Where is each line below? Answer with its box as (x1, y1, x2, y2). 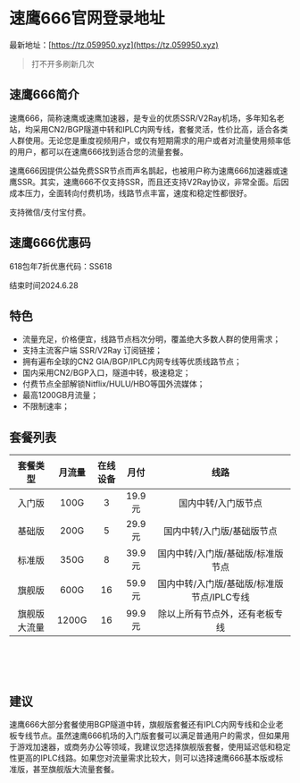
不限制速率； (21, 401, 70, 412)
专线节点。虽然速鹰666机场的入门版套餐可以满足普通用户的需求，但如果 (16, 730, 283, 741)
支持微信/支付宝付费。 (9, 207, 91, 217)
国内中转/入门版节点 (178, 498, 263, 510)
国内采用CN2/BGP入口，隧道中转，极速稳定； (21, 368, 191, 379)
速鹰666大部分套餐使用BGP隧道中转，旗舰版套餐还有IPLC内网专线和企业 (9, 719, 277, 729)
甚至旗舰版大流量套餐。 (32, 764, 119, 774)
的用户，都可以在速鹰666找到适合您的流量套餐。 (9, 146, 189, 157)
